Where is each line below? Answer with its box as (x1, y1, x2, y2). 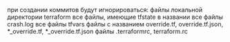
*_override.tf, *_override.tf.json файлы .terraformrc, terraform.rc (7, 27, 188, 35)
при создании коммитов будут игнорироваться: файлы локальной (7, 6, 202, 14)
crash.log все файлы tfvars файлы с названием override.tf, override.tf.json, (7, 20, 223, 28)
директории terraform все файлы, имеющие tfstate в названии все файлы (7, 13, 223, 21)
